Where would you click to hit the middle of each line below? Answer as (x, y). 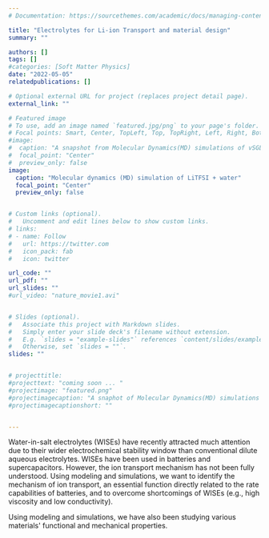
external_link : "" (39, 104)
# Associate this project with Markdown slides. (94, 324)
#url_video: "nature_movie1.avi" (64, 295)
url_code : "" (30, 273)
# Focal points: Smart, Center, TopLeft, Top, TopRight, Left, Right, (128, 133)
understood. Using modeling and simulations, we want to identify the (122, 476)
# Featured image (37, 118)
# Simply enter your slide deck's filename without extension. (119, 332)
